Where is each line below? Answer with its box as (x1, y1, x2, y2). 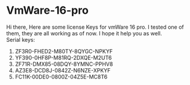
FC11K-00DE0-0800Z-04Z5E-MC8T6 (14, 73, 107, 80)
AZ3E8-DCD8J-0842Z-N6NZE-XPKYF (14, 66, 111, 74)
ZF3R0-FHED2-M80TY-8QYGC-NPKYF (14, 47, 113, 54)
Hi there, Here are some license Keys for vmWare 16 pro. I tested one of (6, 23, 184, 31)
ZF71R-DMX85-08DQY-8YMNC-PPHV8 (14, 60, 113, 68)
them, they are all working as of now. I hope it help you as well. (6, 29, 162, 37)
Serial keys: (6, 36, 35, 43)
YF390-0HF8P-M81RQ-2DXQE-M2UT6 (14, 54, 112, 61)
